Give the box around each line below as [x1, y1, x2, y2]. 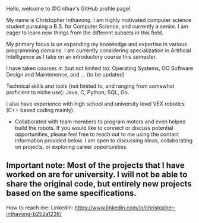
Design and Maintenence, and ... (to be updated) [6, 71, 125, 78]
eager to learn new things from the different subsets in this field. [6, 29, 163, 36]
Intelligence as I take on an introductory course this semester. [6, 53, 157, 60]
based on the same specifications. [6, 188, 137, 198]
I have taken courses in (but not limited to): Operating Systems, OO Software [6, 65, 194, 72]
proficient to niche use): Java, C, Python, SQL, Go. [6, 89, 129, 95]
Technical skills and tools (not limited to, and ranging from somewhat [6, 82, 175, 90]
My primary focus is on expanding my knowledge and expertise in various [6, 41, 187, 47]
